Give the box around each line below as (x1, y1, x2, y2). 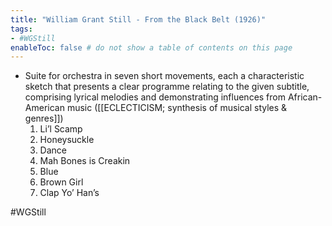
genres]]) (24, 112, 64, 125)
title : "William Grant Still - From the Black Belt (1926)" (10, 14, 267, 25)
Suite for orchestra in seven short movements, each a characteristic (24, 70, 305, 82)
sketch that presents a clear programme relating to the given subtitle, (24, 81, 310, 93)
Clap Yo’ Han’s (39, 187, 100, 199)
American (24, 102, 65, 114)
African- (287, 91, 323, 103)
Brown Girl (39, 176, 84, 188)
